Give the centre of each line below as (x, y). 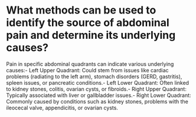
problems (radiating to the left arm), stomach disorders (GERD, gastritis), (94, 76)
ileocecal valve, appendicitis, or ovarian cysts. (62, 108)
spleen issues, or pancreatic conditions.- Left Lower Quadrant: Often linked (98, 82)
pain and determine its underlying (91, 35)
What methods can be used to (81, 10)
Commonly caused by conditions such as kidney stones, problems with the (97, 101)
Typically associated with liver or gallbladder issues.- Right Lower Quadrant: (99, 95)
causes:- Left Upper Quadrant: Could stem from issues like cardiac (88, 70)
